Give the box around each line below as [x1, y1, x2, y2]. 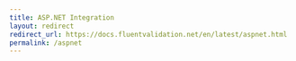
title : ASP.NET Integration [9, 13, 115, 22]
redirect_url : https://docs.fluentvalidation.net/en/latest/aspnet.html [9, 30, 288, 39]
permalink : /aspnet [9, 38, 83, 48]
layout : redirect [9, 22, 75, 30]
